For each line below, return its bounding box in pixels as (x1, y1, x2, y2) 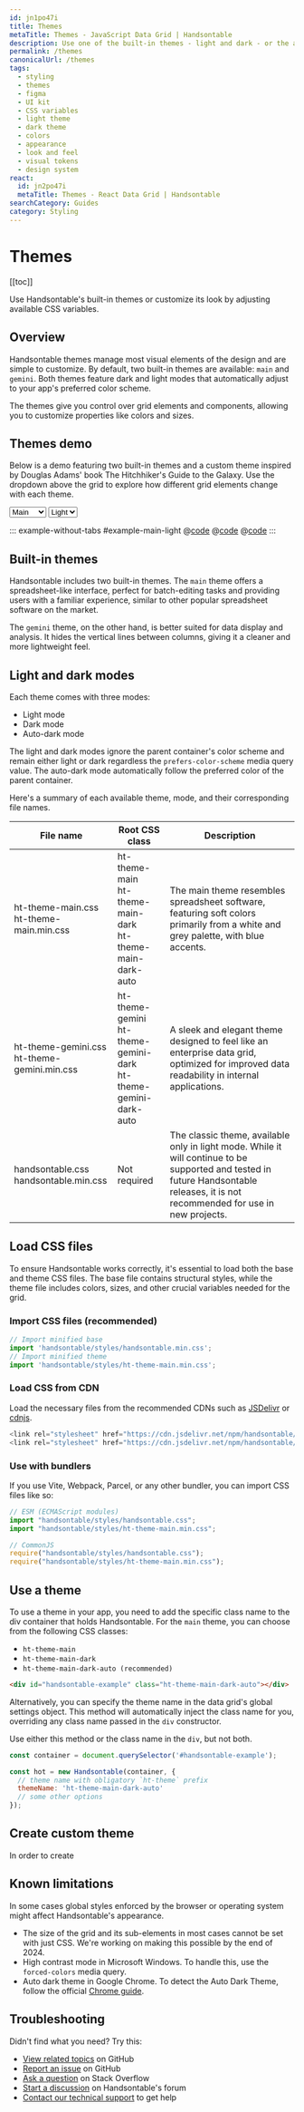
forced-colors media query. (22, 1966, 127, 1977)
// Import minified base (9, 1335, 103, 1344)
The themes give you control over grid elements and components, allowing (9, 400, 289, 411)
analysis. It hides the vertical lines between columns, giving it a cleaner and (9, 632, 291, 643)
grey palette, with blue (169, 929, 265, 942)
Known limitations (9, 1876, 114, 1892)
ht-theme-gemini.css (14, 1040, 107, 1052)
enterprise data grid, (169, 1046, 257, 1059)
